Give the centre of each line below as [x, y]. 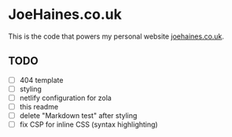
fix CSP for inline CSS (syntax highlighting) [89, 124]
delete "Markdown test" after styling [78, 115]
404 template [41, 80]
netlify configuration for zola [65, 98]
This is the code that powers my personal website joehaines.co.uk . [116, 36]
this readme [39, 106]
